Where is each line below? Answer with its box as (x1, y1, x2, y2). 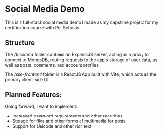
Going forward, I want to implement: (5, 103, 78, 109)
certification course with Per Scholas (5, 24, 80, 30)
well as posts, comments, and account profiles (5, 62, 99, 67)
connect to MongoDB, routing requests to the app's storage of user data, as (5, 57, 158, 63)
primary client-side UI (5, 76, 49, 82)
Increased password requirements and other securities (12, 113, 123, 118)
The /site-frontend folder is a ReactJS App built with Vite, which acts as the (5, 71, 157, 77)
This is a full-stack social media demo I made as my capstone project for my (5, 19, 159, 25)
